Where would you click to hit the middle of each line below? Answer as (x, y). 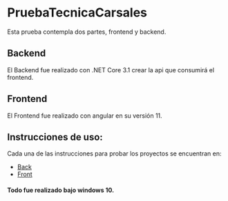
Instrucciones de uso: (55, 137)
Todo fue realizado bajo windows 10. (61, 190)
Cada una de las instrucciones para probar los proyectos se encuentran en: (114, 154)
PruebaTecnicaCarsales (77, 13)
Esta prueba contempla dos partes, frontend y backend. (87, 32)
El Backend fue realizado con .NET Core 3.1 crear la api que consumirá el (111, 70)
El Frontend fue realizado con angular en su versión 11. (85, 116)
